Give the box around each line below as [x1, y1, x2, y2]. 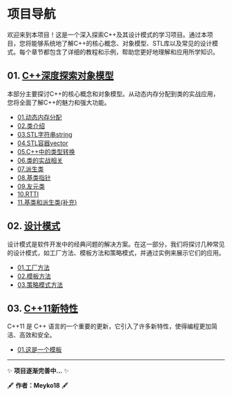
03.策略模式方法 [17, 281, 64, 289]
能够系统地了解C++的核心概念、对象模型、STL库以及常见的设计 [30, 39, 213, 47]
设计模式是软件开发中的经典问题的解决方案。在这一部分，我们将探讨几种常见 [7, 240, 225, 248]
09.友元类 [17, 182, 45, 190]
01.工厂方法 [17, 263, 50, 272]
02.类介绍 [17, 122, 46, 130]
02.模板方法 [17, 272, 52, 280]
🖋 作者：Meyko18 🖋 [7, 381, 69, 390]
